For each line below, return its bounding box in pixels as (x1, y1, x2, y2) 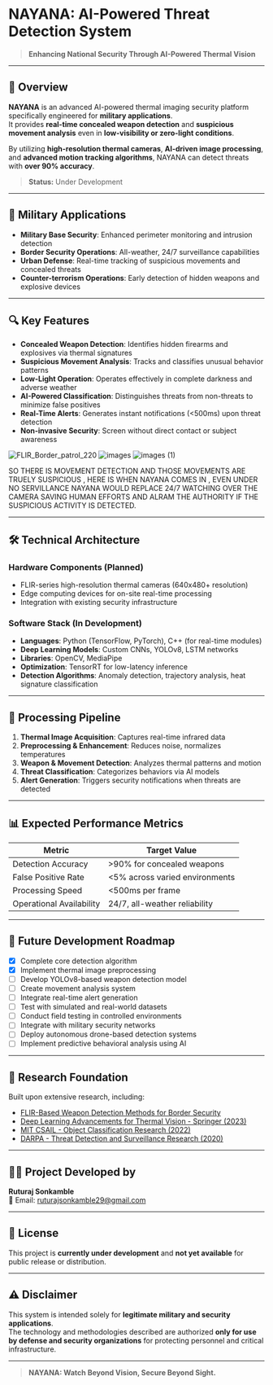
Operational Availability (12, 897, 101, 909)
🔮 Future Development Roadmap (8, 934, 175, 949)
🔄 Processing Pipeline (8, 710, 121, 725)
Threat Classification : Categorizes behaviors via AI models (19, 767, 220, 777)
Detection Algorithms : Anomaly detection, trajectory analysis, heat (19, 671, 246, 681)
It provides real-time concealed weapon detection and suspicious (8, 119, 234, 129)
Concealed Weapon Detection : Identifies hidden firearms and (19, 340, 229, 349)
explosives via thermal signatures (19, 348, 132, 358)
